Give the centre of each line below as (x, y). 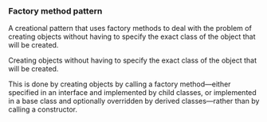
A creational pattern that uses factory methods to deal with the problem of (130, 29)
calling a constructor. (43, 109)
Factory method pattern (55, 11)
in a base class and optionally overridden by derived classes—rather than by (134, 101)
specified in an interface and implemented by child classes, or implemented (132, 93)
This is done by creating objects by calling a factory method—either (120, 84)
